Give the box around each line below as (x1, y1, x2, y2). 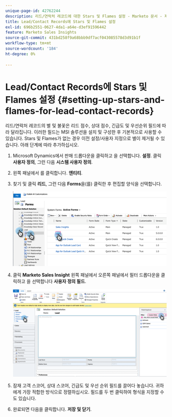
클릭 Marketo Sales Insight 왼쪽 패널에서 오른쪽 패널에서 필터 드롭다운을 (12, 272, 160, 278)
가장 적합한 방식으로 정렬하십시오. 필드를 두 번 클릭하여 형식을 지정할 (22, 389, 159, 395)
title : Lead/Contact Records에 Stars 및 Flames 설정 (5, 19, 116, 24)
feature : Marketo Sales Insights (5, 30, 77, 35)
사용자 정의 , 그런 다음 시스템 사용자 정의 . (12, 159, 93, 165)
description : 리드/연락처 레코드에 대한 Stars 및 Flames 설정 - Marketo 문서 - (5, 13, 163, 19)
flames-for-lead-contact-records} (5, 105, 155, 117)
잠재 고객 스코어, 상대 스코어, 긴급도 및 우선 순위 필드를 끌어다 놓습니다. (12, 383, 155, 389)
